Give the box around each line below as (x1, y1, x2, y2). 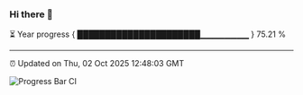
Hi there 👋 (9, 8, 54, 21)
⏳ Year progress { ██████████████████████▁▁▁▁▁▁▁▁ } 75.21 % (9, 29, 287, 39)
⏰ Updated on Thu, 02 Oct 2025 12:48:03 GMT (9, 58, 185, 69)
